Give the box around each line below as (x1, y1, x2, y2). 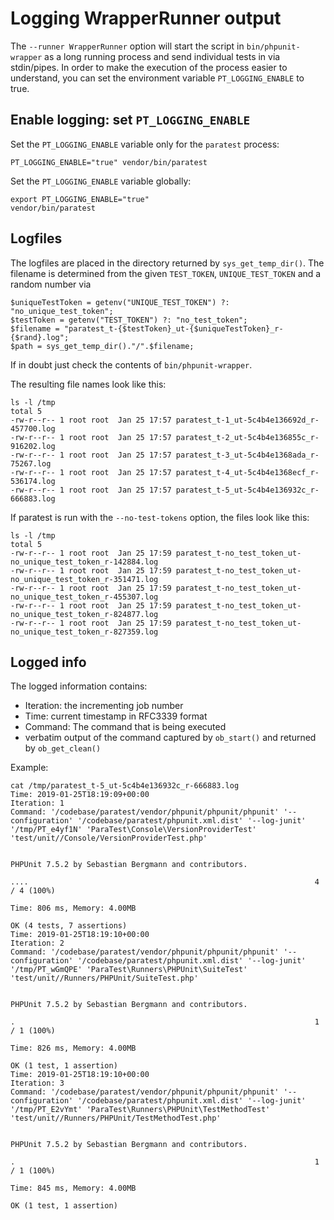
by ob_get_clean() (24, 742, 102, 754)
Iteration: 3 (10, 1078, 65, 1089)
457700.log (10, 423, 56, 434)
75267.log (10, 458, 52, 469)
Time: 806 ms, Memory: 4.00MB (10, 903, 137, 914)
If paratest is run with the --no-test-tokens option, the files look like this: (10, 511, 310, 523)
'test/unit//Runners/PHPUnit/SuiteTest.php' (10, 973, 199, 984)
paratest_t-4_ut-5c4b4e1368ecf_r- (175, 467, 320, 477)
